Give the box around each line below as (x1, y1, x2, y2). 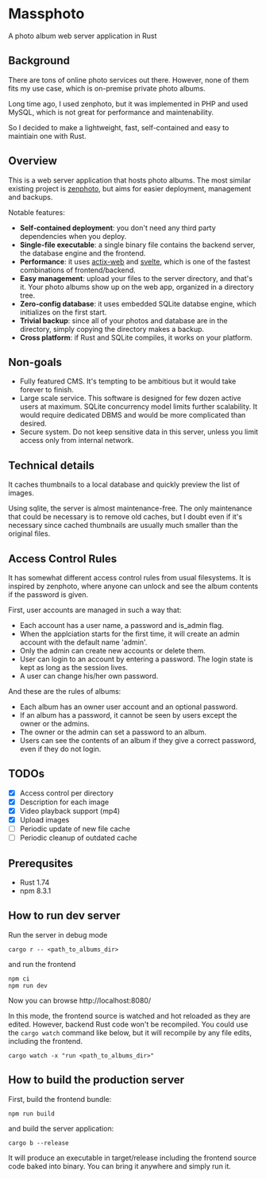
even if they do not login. (19, 744, 102, 753)
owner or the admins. (19, 719, 90, 728)
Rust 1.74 (19, 878, 50, 887)
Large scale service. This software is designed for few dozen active (19, 394, 241, 403)
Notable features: (8, 207, 65, 217)
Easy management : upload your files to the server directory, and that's (19, 273, 253, 283)
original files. (8, 529, 51, 538)
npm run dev (8, 981, 48, 989)
